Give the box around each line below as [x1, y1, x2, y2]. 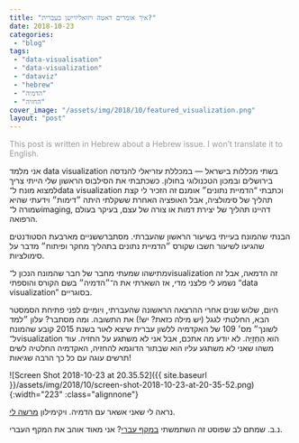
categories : [9, 30, 54, 39]
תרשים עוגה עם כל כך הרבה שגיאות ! [9, 353, 132, 364]
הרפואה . [9, 214, 38, 225]
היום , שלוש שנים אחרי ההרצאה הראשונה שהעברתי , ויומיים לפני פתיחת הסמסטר [9, 304, 279, 316]
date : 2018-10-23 [9, 22, 75, 31]
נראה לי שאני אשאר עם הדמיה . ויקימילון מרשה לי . [9, 407, 176, 418]
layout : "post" [9, 114, 67, 123]
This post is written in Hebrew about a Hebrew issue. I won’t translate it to [9, 139, 284, 150]
